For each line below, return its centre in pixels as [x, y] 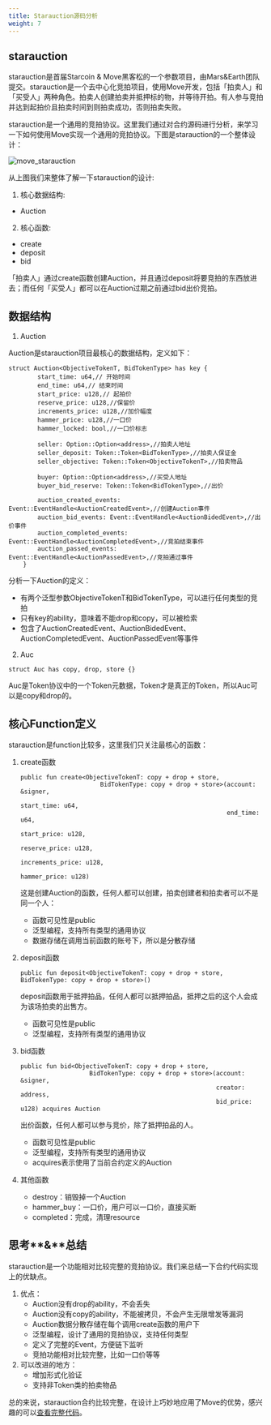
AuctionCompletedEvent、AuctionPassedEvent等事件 [109, 638]
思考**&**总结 [48, 1245]
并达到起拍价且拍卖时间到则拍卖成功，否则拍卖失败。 [97, 107]
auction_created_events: [79, 500]
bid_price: [234, 1101]
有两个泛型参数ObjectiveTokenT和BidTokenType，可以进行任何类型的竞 [139, 598]
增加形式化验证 [57, 1375]
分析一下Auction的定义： [50, 581]
